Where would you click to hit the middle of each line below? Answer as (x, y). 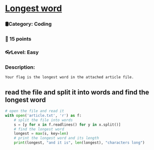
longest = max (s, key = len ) (41, 134)
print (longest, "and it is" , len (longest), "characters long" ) (79, 143)
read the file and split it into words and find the (77, 92)
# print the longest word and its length (56, 138)
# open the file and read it (35, 111)
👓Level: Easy (22, 52)
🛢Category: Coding (29, 24)
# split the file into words (43, 120)
